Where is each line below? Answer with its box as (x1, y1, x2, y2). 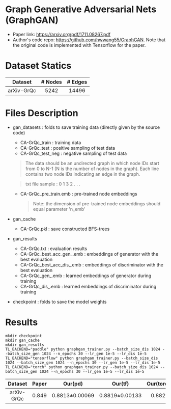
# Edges (67, 78, 88, 85)
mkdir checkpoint (5, 333, 42, 338)
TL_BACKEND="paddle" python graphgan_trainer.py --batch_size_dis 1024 (5, 346, 160, 352)
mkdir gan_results (5, 342, 44, 347)
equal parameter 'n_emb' (33, 206, 85, 212)
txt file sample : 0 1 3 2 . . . (25, 181, 80, 187)
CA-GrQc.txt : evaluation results (20, 246, 88, 252)
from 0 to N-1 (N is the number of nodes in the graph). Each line (25, 166, 159, 172)
